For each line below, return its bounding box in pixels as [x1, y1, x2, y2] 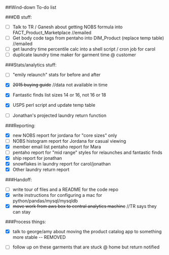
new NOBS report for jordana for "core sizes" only [12, 132, 117, 138]
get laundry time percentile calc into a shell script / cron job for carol [12, 46, 156, 52]
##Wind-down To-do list [5, 5, 57, 10]
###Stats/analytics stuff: [5, 62, 57, 68]
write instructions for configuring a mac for [12, 192, 103, 198]
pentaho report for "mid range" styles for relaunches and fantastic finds [12, 149, 163, 155]
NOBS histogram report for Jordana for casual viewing [12, 138, 126, 144]
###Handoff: [5, 177, 32, 183]
